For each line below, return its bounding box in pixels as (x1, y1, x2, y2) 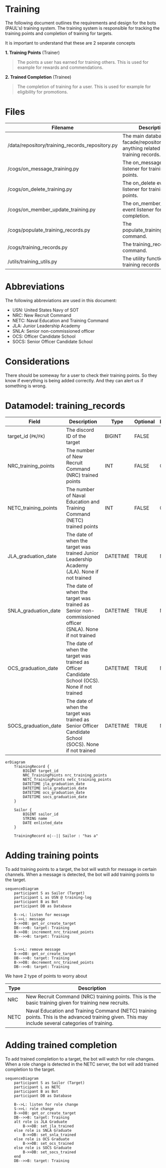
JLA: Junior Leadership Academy (12, 323, 81, 329)
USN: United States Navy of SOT (12, 307, 79, 313)
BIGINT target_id (23, 768, 58, 773)
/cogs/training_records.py (7, 244, 68, 251)
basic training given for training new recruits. (26, 999, 130, 1006)
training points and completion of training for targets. (5, 30, 113, 36)
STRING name (23, 816, 48, 821)
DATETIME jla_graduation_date (23, 781, 85, 786)
